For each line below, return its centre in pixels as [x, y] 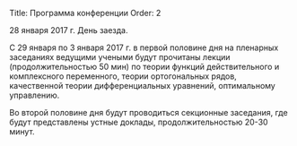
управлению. [35, 95]
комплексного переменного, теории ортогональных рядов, [123, 76]
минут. [22, 132]
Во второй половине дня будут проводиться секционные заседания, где [149, 112]
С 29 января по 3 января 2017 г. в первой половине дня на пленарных [144, 47]
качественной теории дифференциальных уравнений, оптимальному [142, 86]
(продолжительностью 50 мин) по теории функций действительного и [144, 67]
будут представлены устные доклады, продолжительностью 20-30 [139, 122]
